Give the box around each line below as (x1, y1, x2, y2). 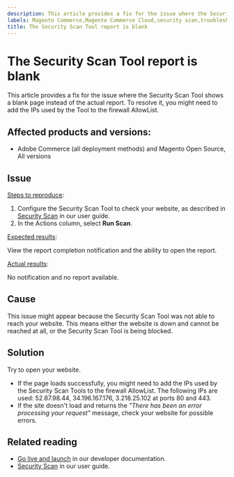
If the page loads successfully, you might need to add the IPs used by (17, 379, 218, 387)
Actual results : (7, 259, 49, 268)
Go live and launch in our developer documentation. (17, 455, 166, 463)
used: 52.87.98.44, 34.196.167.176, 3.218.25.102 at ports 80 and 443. (17, 393, 212, 402)
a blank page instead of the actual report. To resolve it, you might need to (7, 98, 218, 107)
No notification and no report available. (7, 273, 120, 281)
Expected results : (7, 232, 58, 241)
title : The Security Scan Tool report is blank (7, 23, 148, 30)
